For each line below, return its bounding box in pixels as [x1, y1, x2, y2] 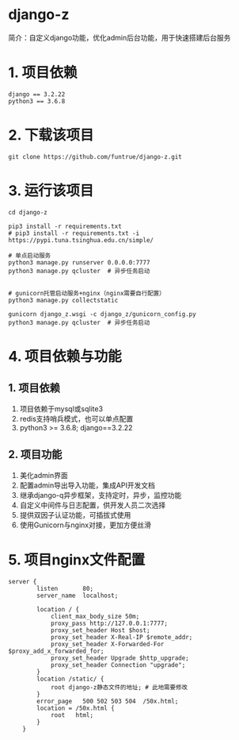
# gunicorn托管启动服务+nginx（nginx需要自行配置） [8, 289, 165, 297]
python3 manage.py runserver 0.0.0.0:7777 [8, 258, 150, 267]
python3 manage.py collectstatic [8, 296, 119, 304]
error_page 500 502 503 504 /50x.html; [36, 697, 179, 705]
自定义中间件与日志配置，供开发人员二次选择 [19, 500, 166, 510]
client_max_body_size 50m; [50, 612, 140, 620]
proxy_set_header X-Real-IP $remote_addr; [50, 633, 193, 641]
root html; [50, 711, 93, 719]
